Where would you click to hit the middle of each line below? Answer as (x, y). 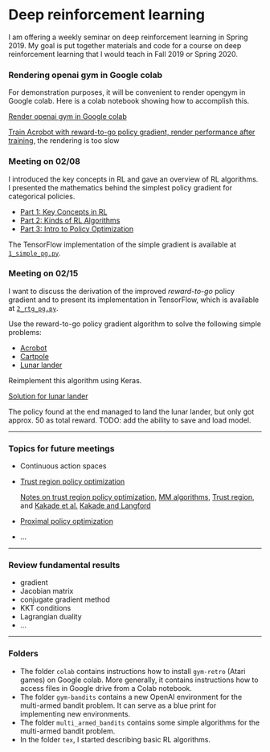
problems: (25, 332)
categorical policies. (42, 196)
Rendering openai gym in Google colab (86, 75)
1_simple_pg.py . (35, 253)
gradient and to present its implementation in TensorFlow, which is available (134, 300)
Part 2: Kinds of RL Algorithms (70, 220)
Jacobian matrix (47, 591)
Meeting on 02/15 (43, 273)
